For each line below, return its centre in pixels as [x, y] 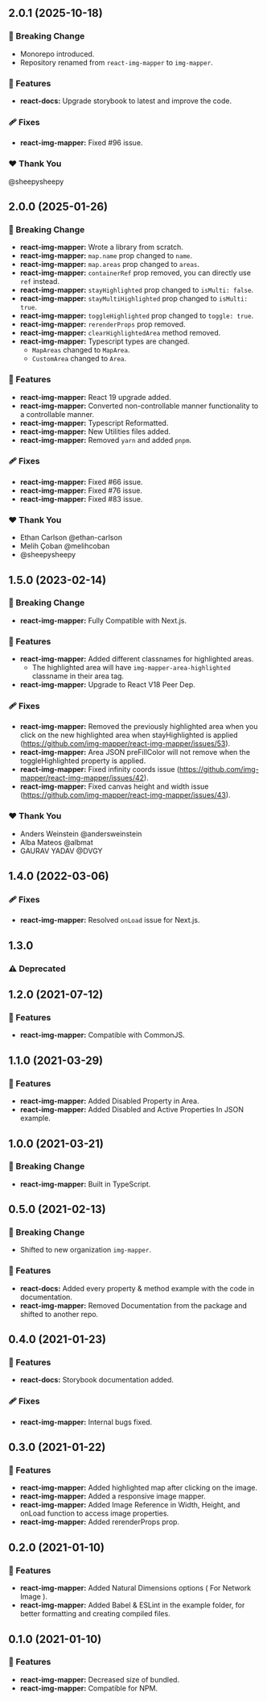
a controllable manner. [57, 414]
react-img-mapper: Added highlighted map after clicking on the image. [138, 1488]
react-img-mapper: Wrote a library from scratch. [101, 247]
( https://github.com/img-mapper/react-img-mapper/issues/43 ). [125, 795]
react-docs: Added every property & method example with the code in [137, 1288]
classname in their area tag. [78, 676]
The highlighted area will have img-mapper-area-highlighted [131, 668]
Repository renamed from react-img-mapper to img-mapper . [116, 62]
